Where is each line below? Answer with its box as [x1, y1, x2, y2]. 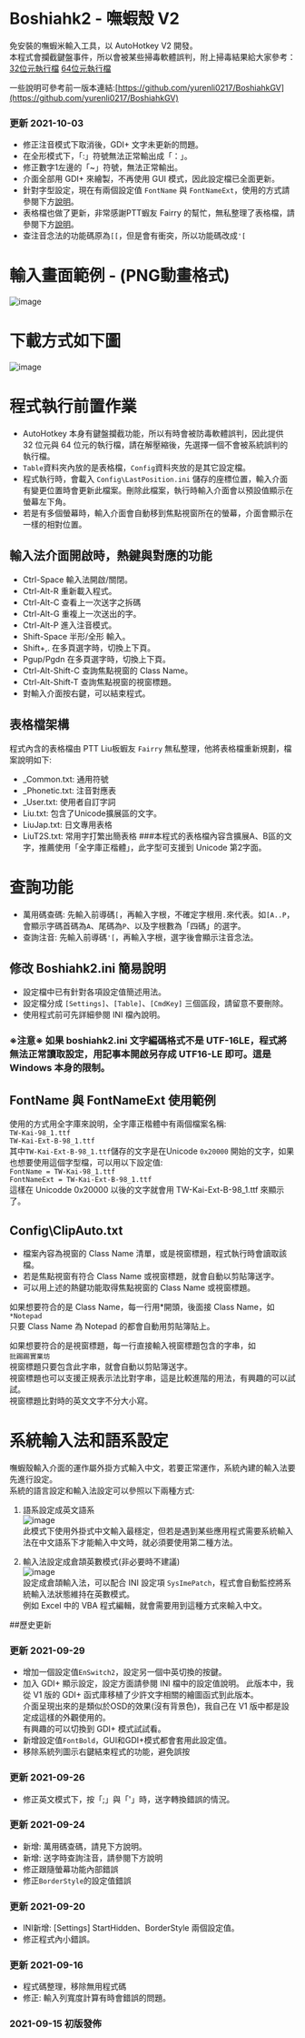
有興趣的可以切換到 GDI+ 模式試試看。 [22, 1723, 166, 1734]
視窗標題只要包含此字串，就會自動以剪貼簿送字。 [9, 1361, 192, 1372]
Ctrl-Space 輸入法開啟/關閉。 [22, 574, 133, 585]
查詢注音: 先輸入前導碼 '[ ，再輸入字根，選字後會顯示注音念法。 [22, 932, 259, 943]
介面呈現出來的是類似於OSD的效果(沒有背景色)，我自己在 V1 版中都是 [22, 1700, 282, 1711]
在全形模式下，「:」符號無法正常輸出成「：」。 [22, 151, 192, 162]
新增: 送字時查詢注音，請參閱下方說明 [22, 1852, 163, 1863]
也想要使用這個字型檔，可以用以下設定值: [9, 1157, 163, 1168]
